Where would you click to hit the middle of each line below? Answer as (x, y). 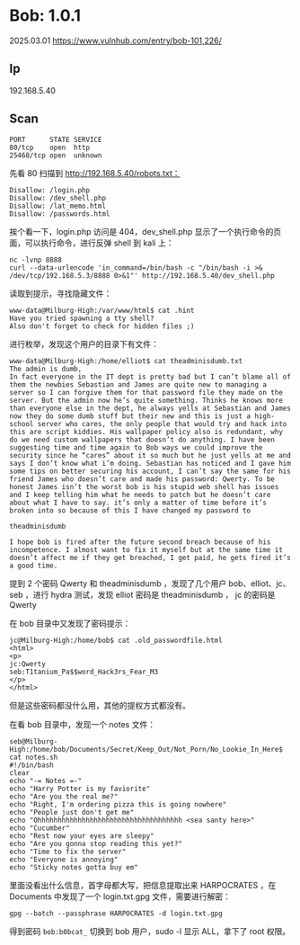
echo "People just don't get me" (72, 812)
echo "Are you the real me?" (64, 797)
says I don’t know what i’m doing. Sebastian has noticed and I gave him (150, 463)
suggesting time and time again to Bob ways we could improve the (136, 447)
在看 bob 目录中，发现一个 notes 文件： (82, 724)
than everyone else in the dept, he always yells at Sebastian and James (150, 408)
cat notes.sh (34, 757)
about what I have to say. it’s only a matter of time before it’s (138, 503)
